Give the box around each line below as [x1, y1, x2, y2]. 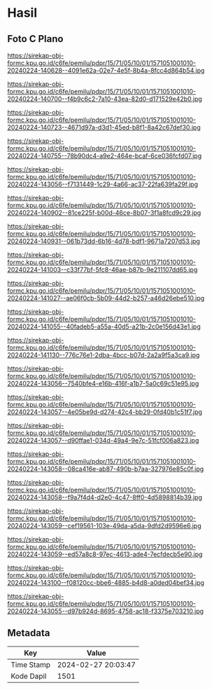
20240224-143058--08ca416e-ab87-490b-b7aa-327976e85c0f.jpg [7, 464, 204, 473]
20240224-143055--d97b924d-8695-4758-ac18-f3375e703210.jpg [7, 607, 204, 615]
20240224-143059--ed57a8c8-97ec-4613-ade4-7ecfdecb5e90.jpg [7, 550, 203, 558]
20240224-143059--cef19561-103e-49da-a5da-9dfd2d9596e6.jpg [7, 522, 202, 530]
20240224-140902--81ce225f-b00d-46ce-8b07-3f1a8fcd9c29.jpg [7, 209, 202, 216]
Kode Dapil [10, 671, 47, 681]
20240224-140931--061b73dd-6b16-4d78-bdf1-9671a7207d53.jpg [7, 237, 201, 245]
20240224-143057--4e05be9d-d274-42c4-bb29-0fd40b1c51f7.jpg [7, 408, 203, 416]
